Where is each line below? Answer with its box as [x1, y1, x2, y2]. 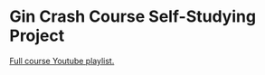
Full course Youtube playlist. [9, 55, 115, 66]
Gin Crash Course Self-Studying [9, 6, 256, 27]
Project [9, 25, 65, 46]
